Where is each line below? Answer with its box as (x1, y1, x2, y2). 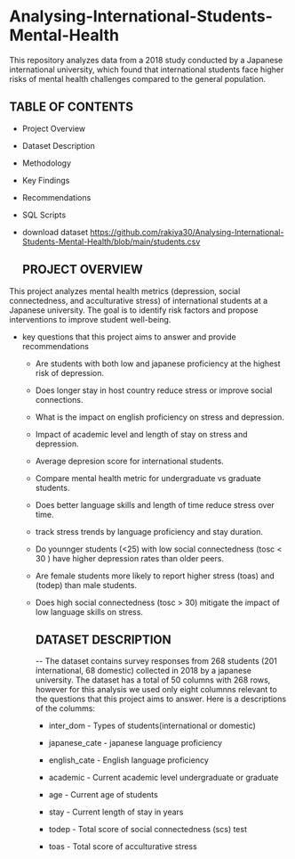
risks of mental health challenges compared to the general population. (9, 73, 267, 84)
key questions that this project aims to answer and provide (21, 331, 237, 342)
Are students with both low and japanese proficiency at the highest (35, 358, 282, 369)
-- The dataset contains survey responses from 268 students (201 (35, 656, 277, 667)
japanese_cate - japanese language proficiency (48, 738, 223, 749)
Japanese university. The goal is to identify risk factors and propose (9, 305, 259, 315)
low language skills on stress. (35, 606, 144, 617)
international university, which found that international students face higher (9, 64, 284, 75)
